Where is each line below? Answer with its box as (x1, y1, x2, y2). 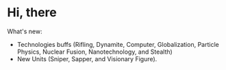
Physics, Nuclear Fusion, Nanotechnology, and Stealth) (16, 48, 173, 56)
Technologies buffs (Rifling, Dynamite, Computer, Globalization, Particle (16, 40, 219, 48)
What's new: (7, 27, 42, 35)
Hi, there (7, 5, 57, 20)
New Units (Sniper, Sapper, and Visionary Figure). (16, 54, 158, 63)
